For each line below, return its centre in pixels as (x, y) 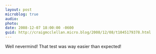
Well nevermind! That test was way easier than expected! (63, 46)
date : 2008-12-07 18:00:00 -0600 (39, 28)
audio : (12, 19)
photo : (12, 23)
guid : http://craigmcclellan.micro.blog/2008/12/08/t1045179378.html (78, 32)
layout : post (19, 10)
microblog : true (22, 14)
